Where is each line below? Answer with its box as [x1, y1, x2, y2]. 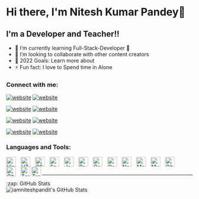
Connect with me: [6, 80, 59, 89]
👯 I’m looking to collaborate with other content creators [14, 51, 149, 58]
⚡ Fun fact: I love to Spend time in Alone [14, 64, 113, 70]
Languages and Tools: [6, 143, 71, 151]
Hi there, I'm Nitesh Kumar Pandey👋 [6, 5, 185, 19]
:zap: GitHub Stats [6, 180, 51, 187]
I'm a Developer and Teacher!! [6, 29, 120, 39]
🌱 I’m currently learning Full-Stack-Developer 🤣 [14, 44, 130, 51]
